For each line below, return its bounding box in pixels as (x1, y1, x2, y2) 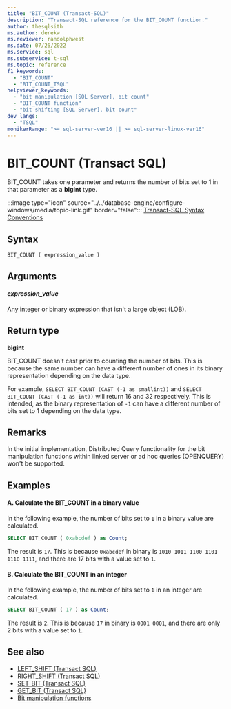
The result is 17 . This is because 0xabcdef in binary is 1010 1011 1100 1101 (7, 547, 218, 555)
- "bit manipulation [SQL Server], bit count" (13, 94, 150, 101)
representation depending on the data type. (7, 371, 131, 379)
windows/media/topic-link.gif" (7, 206, 93, 214)
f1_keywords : (7, 68, 45, 74)
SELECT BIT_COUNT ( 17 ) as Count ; (7, 606, 110, 614)
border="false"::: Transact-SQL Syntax (94, 206, 205, 214)
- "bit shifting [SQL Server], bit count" (13, 106, 137, 113)
